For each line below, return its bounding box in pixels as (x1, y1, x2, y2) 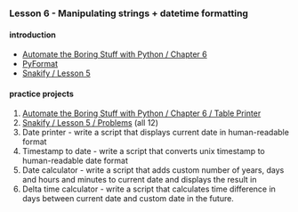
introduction (9, 29, 56, 40)
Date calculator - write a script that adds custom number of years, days (21, 165, 285, 175)
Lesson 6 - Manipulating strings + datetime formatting (9, 7, 249, 20)
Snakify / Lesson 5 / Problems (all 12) (21, 118, 158, 128)
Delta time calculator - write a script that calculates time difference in (21, 183, 276, 194)
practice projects (9, 88, 74, 99)
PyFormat (21, 59, 58, 69)
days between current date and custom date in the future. (21, 193, 234, 204)
